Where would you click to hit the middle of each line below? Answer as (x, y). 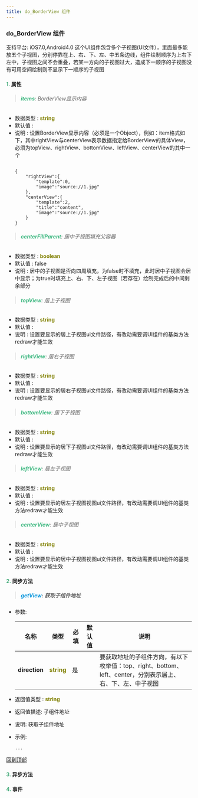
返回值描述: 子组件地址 (42, 711)
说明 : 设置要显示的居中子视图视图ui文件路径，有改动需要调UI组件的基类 (102, 559)
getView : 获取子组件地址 (51, 596)
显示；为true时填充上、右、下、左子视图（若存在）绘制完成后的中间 (102, 278)
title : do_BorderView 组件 (38, 12)
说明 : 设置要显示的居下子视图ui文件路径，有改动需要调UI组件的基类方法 (102, 447)
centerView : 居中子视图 (49, 525)
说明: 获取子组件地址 (39, 724)
